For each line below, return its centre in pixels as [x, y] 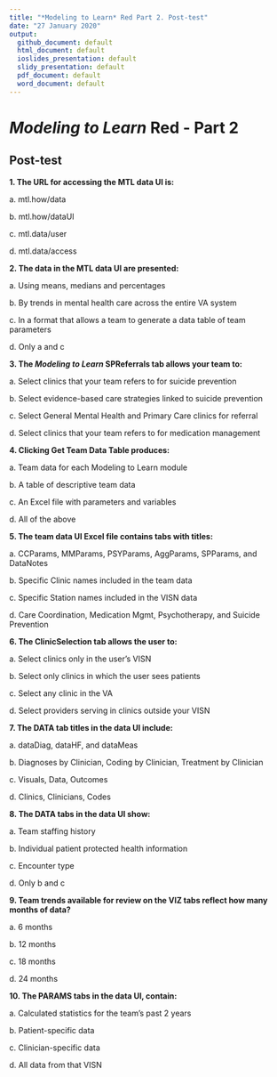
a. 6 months [31, 927]
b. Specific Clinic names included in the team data [101, 580]
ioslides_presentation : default [77, 59]
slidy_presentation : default [71, 68]
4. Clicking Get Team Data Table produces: [90, 449]
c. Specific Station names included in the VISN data [103, 597]
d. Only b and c [37, 883]
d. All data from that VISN [55, 1065]
